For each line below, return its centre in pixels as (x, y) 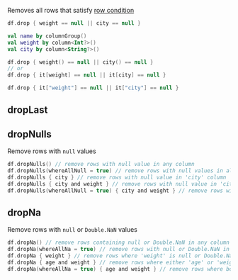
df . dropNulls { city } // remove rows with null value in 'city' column (117, 177)
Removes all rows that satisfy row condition (71, 10)
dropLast (28, 110)
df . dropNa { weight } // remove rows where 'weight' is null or (104, 256)
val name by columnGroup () (47, 36)
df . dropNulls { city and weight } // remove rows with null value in (112, 184)
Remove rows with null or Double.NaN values (73, 230)
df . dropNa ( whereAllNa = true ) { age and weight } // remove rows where (115, 269)
